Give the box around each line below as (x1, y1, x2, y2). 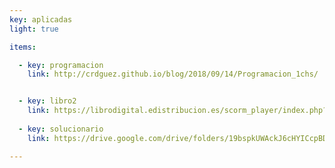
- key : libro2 (18, 96, 77, 106)
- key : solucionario (18, 124, 104, 134)
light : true (9, 24, 59, 34)
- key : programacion (18, 60, 104, 70)
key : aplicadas (9, 14, 73, 25)
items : (9, 42, 37, 52)
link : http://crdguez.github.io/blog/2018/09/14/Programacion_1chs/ (27, 69, 319, 80)
